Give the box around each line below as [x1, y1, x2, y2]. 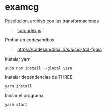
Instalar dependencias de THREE [5, 74, 73, 80]
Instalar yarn [5, 56, 31, 62]
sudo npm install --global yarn [5, 66, 72, 71]
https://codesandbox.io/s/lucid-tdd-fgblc [17, 46, 102, 52]
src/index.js [17, 27, 41, 33]
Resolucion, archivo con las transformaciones [5, 18, 99, 24]
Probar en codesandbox [5, 37, 55, 43]
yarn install [5, 83, 32, 89]
